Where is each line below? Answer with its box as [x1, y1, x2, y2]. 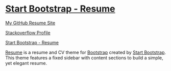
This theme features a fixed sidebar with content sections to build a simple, [5, 54, 163, 61]
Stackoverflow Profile [5, 29, 51, 35]
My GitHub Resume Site [5, 20, 56, 26]
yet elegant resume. [5, 60, 47, 66]
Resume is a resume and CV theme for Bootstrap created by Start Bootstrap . [5, 49, 166, 55]
